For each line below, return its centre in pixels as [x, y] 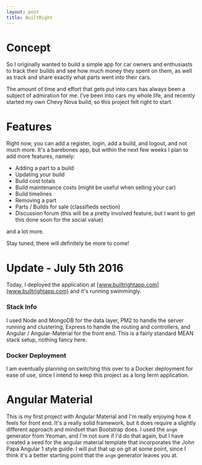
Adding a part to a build [44, 168]
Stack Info [22, 307]
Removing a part [35, 201]
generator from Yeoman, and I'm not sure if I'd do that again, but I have [95, 436]
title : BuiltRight [29, 18]
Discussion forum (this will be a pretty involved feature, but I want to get [105, 213]
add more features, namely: [41, 156]
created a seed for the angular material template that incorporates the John [100, 442]
